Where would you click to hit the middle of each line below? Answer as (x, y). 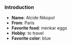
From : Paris (23, 23)
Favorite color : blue (31, 38)
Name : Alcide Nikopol (33, 18)
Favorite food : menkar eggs (39, 28)
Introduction (19, 7)
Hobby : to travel (28, 33)
